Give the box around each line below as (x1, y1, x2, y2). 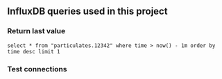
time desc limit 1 (7, 48, 60, 55)
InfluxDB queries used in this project (7, 6, 168, 17)
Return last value (7, 26, 66, 36)
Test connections (7, 64, 67, 73)
